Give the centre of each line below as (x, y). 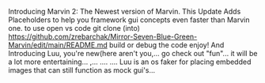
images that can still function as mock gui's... (82, 70)
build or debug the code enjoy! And (167, 45)
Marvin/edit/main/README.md (58, 45)
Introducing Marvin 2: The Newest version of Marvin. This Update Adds (125, 11)
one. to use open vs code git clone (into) (74, 28)
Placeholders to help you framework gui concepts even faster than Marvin (129, 20)
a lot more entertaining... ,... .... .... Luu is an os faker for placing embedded (130, 62)
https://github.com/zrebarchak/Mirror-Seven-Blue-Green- (103, 36)
